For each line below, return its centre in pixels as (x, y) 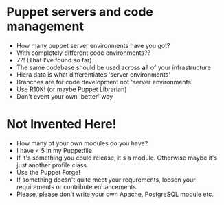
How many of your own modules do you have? (82, 143)
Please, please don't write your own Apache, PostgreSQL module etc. (115, 194)
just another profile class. (52, 165)
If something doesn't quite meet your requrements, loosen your (106, 180)
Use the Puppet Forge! (48, 172)
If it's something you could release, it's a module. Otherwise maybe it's (117, 158)
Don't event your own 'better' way (65, 96)
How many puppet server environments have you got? (93, 45)
